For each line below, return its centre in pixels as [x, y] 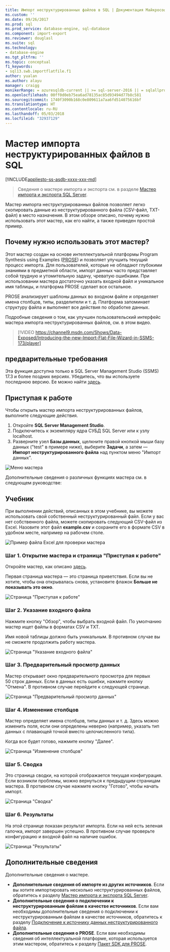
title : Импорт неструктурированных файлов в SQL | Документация [74, 10]
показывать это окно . [30, 587]
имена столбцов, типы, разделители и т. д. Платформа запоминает [78, 302]
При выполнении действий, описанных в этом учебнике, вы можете [79, 511]
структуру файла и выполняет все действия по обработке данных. [77, 307]
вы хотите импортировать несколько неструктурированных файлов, [87, 890]
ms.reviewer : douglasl [29, 39]
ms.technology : [21, 48]
